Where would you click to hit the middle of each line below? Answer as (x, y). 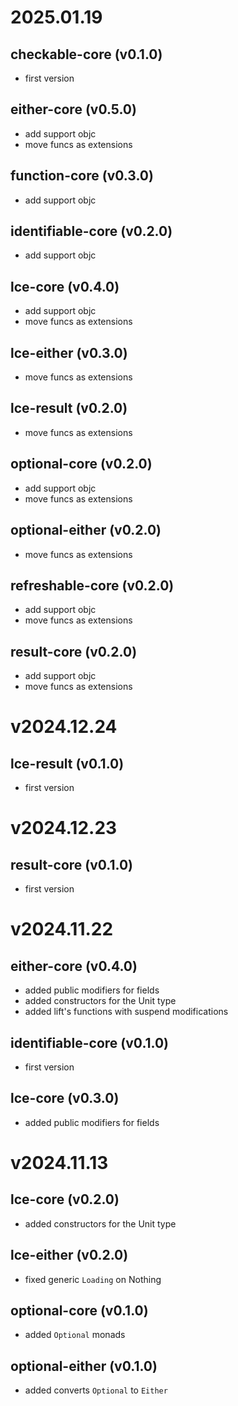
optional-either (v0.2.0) (86, 530)
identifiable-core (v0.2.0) (91, 231)
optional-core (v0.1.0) (79, 1310)
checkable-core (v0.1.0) (86, 54)
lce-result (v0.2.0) (69, 408)
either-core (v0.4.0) (74, 966)
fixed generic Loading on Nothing (93, 1279)
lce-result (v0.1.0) (67, 763)
